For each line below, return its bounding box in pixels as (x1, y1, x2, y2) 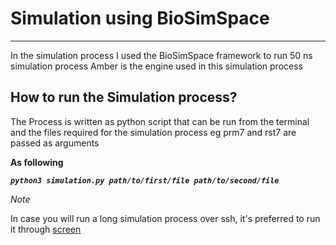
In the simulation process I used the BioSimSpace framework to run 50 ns (10, 49, 313, 61)
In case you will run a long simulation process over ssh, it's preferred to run (10, 212, 321, 224)
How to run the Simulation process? (10, 89, 238, 106)
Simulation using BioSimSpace (10, 7, 270, 30)
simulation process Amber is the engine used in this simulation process (10, 60, 303, 72)
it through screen (10, 223, 82, 235)
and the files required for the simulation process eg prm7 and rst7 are (10, 126, 297, 138)
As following (10, 156, 64, 168)
